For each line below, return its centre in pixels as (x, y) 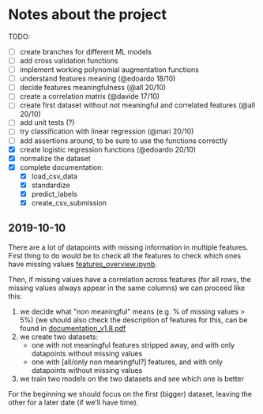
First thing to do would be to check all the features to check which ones (125, 255)
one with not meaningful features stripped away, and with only (133, 344)
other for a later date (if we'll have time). (73, 402)
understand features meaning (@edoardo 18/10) (98, 79)
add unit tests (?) (47, 122)
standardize (51, 185)
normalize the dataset (55, 158)
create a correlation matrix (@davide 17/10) (90, 96)
